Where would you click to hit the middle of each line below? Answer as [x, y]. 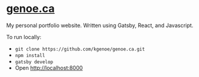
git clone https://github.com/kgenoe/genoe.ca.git [80, 49]
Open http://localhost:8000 [49, 67]
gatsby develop [34, 62]
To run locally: [24, 37]
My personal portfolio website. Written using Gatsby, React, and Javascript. [100, 25]
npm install [30, 55]
